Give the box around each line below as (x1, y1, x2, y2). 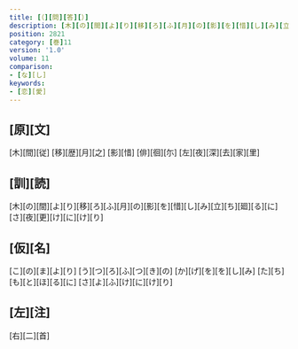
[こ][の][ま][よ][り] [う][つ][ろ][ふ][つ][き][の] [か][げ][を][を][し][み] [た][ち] (9, 265, 286, 275)
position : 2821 (9, 29, 66, 38)
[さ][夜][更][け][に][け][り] (9, 212, 104, 222)
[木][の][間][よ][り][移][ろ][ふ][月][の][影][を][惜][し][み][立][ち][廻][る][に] (9, 201, 278, 212)
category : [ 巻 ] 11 (9, 37, 73, 47)
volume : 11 (9, 54, 50, 63)
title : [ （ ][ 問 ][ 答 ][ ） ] (9, 12, 90, 22)
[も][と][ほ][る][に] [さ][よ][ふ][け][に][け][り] (9, 276, 173, 287)
